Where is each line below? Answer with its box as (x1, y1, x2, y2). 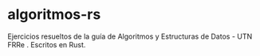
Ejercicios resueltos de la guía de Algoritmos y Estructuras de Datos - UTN (7, 32, 253, 41)
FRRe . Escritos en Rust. (7, 39, 86, 49)
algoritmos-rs (7, 6, 101, 24)
